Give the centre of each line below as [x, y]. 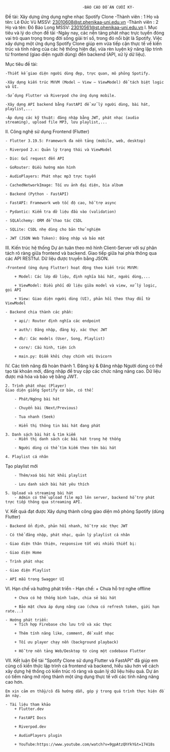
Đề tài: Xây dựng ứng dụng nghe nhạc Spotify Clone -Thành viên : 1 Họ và [82, 17]
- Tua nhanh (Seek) [35, 417]
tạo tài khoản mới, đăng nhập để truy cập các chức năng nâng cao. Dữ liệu [83, 371]
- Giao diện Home [24, 552]
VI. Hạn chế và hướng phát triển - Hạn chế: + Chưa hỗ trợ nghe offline [78, 588]
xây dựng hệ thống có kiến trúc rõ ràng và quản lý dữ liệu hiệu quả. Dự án [82, 671]
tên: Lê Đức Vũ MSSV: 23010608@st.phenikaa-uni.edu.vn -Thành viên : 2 [82, 22]
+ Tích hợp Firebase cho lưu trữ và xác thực [63, 624]
